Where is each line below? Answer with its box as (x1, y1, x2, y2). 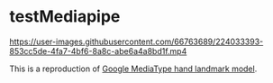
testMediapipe (9, 6, 121, 27)
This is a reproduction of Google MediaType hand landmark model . (9, 63, 258, 74)
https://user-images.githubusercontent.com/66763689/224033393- (9, 36, 264, 47)
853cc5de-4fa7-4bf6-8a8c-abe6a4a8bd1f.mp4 (9, 45, 187, 56)
